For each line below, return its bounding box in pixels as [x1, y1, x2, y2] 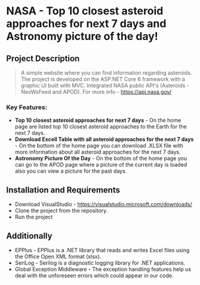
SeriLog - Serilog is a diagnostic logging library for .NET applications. [14, 259, 186, 266]
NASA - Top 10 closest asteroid [6, 4, 164, 18]
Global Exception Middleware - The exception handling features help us [14, 265, 192, 272]
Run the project [14, 213, 53, 220]
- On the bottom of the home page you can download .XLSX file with [14, 142, 184, 149]
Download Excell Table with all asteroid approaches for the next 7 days [14, 136, 194, 143]
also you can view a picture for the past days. [14, 167, 127, 174]
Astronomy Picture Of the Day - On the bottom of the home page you [14, 155, 187, 162]
